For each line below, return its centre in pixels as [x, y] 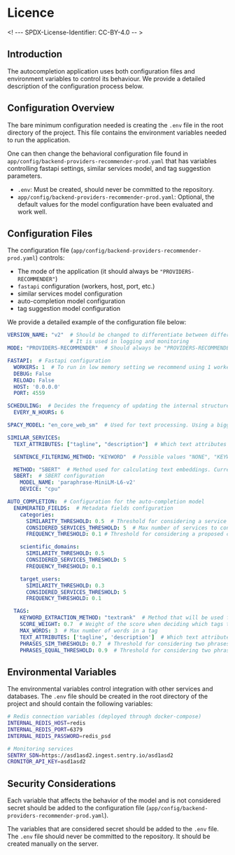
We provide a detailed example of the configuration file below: [97, 322]
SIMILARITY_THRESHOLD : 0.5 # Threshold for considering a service [126, 521]
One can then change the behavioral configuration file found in [98, 153]
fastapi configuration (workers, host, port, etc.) [86, 286]
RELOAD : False [34, 380]
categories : [37, 515]
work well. [32, 211]
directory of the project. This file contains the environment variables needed [117, 132]
